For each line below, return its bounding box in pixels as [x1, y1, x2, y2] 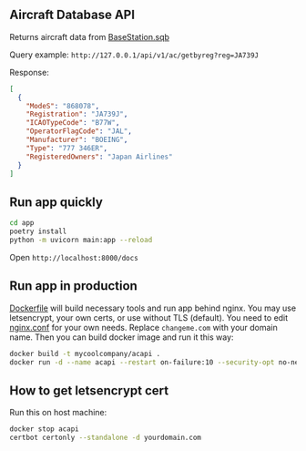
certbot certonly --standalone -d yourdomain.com [9, 433, 202, 443]
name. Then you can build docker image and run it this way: [9, 332, 234, 343]
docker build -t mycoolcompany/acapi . [9, 349, 161, 358]
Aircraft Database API [9, 7, 135, 23]
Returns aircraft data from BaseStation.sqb [9, 31, 170, 42]
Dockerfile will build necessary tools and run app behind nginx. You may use [9, 302, 297, 313]
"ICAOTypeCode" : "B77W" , [25, 118, 120, 128]
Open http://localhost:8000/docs [9, 251, 138, 262]
